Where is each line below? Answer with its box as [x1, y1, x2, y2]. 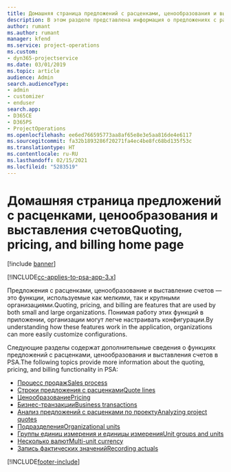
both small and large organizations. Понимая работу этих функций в [7, 308, 204, 316]
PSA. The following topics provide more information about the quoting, [7, 358, 205, 366]
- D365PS [7, 118, 32, 126]
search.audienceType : [7, 80, 69, 87]
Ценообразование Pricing [16, 393, 91, 401]
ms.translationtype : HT [7, 144, 76, 151]
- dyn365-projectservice [7, 55, 78, 62]
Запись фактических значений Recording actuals [16, 444, 159, 452]
